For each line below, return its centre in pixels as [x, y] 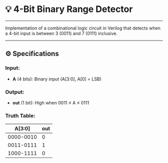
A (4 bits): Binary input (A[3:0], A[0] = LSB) [57, 79]
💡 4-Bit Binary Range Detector [69, 9]
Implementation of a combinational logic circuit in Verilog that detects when [83, 28]
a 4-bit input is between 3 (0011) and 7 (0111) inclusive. [61, 33]
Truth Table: [20, 115]
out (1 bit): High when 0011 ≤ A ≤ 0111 [51, 102]
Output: [15, 92]
